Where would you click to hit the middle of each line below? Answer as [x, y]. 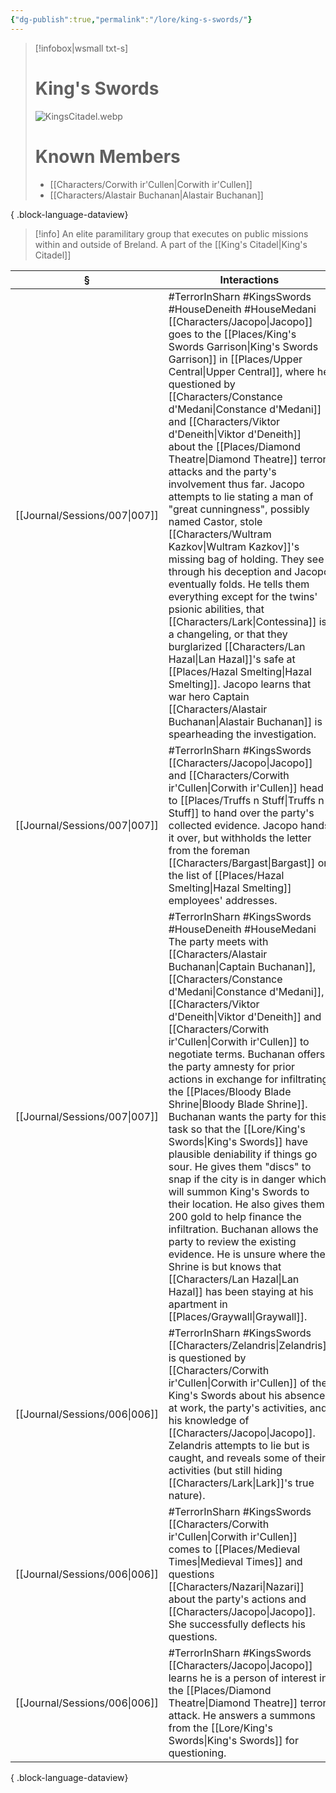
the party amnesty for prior [231, 1066]
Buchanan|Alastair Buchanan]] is [245, 721]
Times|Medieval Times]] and [235, 1561]
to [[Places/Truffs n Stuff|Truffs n [246, 800]
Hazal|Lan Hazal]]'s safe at [232, 659]
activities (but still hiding [225, 1470]
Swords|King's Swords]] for [233, 1740]
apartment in [198, 1304]
